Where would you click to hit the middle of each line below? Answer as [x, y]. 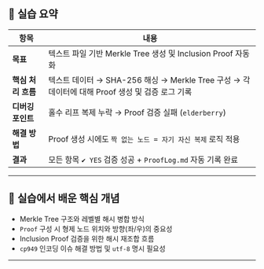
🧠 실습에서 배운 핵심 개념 [64, 199]
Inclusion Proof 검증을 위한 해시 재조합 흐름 [87, 238]
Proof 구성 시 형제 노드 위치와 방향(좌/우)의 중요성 [96, 228]
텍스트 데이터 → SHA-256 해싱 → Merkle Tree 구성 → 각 [149, 79]
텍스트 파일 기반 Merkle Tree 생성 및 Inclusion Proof [141, 53]
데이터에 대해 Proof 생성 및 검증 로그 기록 [120, 91]
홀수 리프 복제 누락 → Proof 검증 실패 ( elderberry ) [137, 112]
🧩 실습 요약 [33, 14]
